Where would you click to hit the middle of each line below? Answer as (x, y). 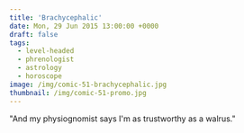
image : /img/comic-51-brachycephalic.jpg (88, 84)
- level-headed (46, 51)
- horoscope (40, 76)
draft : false (34, 34)
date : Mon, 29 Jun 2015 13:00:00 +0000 (84, 26)
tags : (19, 43)
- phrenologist (46, 59)
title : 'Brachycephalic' (56, 18)
